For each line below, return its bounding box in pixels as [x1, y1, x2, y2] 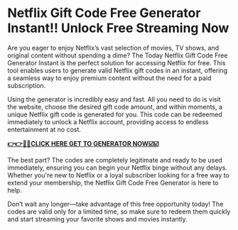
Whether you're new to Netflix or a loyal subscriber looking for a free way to [7, 170, 229, 179]
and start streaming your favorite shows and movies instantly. [7, 214, 188, 223]
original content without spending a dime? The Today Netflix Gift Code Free [7, 51, 228, 60]
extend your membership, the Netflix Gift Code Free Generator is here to [7, 178, 219, 187]
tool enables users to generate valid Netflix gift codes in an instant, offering [7, 66, 228, 75]
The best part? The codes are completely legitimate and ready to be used [7, 155, 222, 164]
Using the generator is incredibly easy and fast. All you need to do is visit [7, 94, 222, 104]
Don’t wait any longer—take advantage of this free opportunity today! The [7, 199, 224, 208]
